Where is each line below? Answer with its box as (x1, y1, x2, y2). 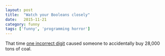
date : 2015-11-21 (5, 17, 47, 22)
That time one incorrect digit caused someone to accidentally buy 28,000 (5, 40, 160, 46)
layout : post (5, 7, 33, 13)
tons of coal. (5, 46, 32, 52)
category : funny (5, 21, 40, 27)
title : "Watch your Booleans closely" (5, 12, 90, 17)
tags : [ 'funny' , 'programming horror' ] (5, 26, 90, 32)
